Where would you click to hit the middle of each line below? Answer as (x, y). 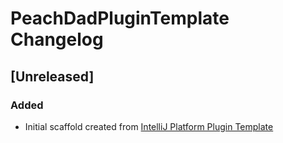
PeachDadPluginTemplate (120, 18)
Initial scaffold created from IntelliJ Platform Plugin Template (149, 126)
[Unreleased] (52, 76)
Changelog (57, 39)
